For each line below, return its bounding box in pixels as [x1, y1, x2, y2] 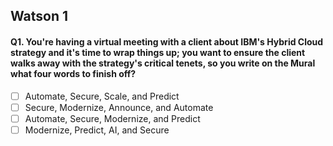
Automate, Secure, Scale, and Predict [24, 90, 180, 102]
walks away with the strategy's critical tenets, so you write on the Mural [10, 57, 316, 69]
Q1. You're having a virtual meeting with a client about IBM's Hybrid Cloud [10, 35, 324, 48]
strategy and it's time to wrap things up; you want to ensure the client [10, 46, 306, 58]
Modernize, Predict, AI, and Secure [24, 124, 170, 136]
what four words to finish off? [10, 67, 137, 79]
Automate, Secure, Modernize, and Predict [24, 112, 201, 124]
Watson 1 [10, 8, 69, 25]
